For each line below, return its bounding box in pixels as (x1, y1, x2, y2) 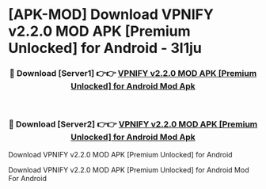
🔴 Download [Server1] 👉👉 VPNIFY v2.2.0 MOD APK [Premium (9, 68, 257, 79)
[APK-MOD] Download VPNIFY (8, 6, 214, 24)
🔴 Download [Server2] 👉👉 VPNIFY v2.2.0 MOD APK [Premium (8, 119, 258, 130)
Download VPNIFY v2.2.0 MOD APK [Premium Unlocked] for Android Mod (8, 164, 249, 175)
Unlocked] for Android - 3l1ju (8, 40, 202, 57)
